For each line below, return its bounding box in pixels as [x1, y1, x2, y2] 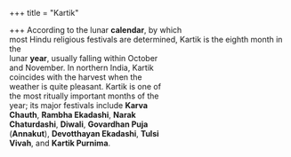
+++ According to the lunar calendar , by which [9, 25, 182, 35]
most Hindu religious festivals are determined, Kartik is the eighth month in [9, 35, 283, 44]
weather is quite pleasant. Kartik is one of [9, 82, 162, 91]
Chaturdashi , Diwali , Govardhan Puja [9, 119, 149, 130]
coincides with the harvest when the [9, 72, 142, 82]
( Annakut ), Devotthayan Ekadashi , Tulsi [9, 129, 159, 138]
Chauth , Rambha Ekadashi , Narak [9, 110, 136, 120]
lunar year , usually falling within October [9, 53, 158, 63]
